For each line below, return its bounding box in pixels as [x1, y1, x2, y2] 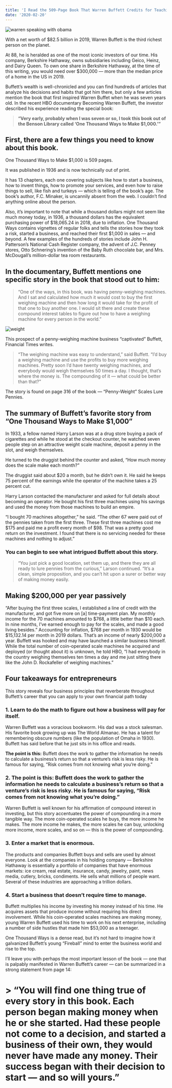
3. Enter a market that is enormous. [5, 840, 95, 847]
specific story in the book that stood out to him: [5, 275, 160, 284]
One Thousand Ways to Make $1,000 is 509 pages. [5, 157, 113, 163]
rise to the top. [5, 946, 36, 952]
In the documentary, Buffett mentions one [5, 267, 142, 276]
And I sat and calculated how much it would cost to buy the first [17, 294, 153, 301]
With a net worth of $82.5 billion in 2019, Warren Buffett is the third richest [5, 36, 162, 43]
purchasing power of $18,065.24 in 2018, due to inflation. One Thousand [5, 220, 158, 226]
